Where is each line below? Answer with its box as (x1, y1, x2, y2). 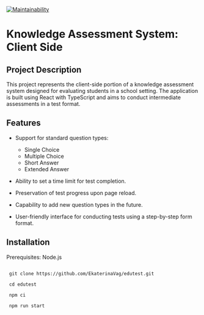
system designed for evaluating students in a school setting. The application (6, 87, 199, 94)
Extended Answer (24, 165, 70, 172)
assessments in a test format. (6, 100, 81, 107)
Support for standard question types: (15, 134, 109, 141)
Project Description (6, 64, 82, 75)
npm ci (9, 292, 26, 298)
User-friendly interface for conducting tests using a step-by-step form (15, 213, 192, 220)
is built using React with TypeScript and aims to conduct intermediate (6, 94, 181, 101)
